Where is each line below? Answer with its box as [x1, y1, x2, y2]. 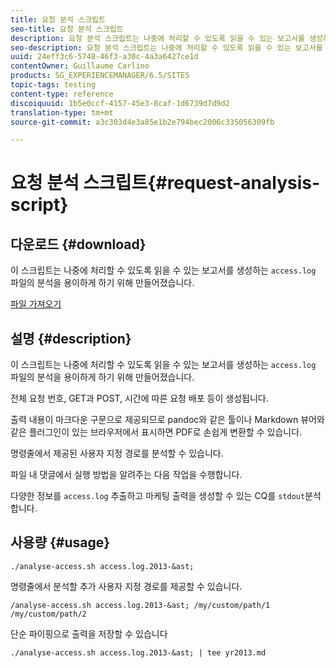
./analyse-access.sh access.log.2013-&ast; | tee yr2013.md [10, 647, 267, 658]
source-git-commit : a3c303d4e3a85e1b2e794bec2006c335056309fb [10, 117, 275, 127]
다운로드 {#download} [10, 236, 147, 253]
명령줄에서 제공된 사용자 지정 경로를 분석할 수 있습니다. [10, 447, 224, 460]
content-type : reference [10, 89, 114, 99]
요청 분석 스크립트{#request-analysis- [10, 172, 321, 195]
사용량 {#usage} [10, 534, 111, 551]
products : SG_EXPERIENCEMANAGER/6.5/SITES [10, 71, 190, 81]
